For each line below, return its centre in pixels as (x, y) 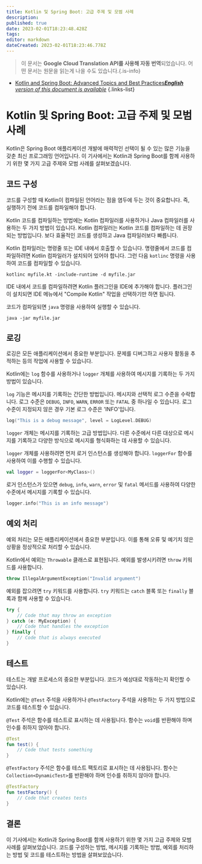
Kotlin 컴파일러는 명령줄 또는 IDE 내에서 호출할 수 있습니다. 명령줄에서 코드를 (96, 248)
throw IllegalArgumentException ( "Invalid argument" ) (74, 579)
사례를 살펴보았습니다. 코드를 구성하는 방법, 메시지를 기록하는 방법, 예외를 (92, 847)
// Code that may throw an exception (64, 615)
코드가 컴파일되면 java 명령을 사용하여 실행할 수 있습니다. (73, 306)
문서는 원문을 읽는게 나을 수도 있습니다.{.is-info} (84, 70)
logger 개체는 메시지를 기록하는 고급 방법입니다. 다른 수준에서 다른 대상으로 (94, 433)
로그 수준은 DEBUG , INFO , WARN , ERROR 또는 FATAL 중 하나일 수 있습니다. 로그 (106, 402)
